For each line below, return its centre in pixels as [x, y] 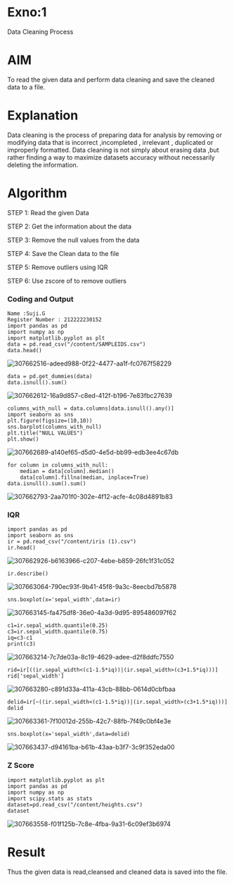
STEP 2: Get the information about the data [70, 226]
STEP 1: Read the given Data [48, 212]
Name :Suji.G [26, 314]
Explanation [43, 116]
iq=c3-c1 [20, 638]
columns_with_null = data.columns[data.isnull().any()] [91, 408]
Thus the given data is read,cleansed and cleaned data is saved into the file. [117, 872]
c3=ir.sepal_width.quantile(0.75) [58, 632]
